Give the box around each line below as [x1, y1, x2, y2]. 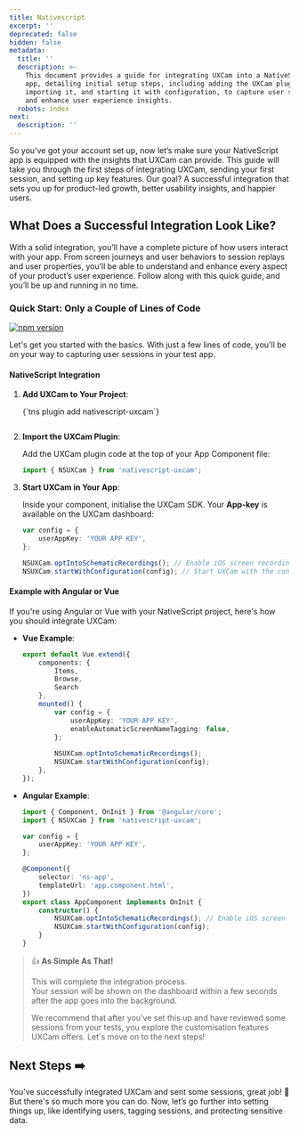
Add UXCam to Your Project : [21, 389, 129, 400]
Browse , [54, 674, 83, 684]
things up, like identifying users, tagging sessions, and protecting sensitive [9, 1105, 283, 1116]
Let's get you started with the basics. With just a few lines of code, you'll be [9, 339, 287, 350]
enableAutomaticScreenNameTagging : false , [69, 724, 230, 733]
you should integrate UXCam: [9, 615, 117, 626]
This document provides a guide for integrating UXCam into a [25, 71, 261, 80]
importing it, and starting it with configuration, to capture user [25, 87, 285, 96]
